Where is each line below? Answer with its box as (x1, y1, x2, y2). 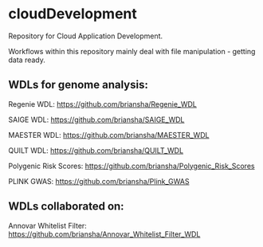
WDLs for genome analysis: (8, 78, 149, 92)
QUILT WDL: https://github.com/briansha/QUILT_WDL (8, 145, 184, 155)
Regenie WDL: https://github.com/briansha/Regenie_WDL (8, 99, 198, 108)
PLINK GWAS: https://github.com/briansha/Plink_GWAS (8, 176, 190, 186)
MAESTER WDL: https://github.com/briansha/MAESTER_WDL (8, 130, 210, 139)
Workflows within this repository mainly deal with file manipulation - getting (8, 46, 256, 56)
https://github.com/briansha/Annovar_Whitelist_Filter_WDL (8, 229, 201, 239)
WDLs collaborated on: (8, 200, 125, 214)
